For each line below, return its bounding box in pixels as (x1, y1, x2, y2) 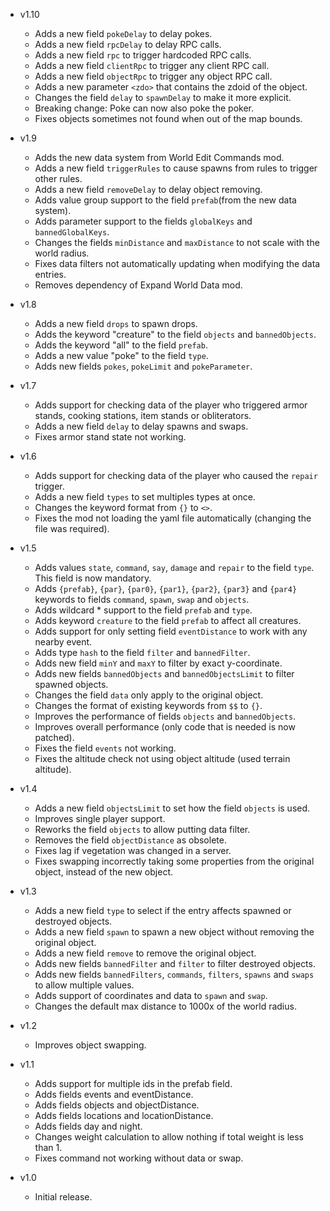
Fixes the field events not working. (34, 742, 177, 754)
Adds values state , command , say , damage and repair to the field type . (34, 562, 315, 573)
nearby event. (34, 636, 93, 648)
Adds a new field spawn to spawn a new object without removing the (34, 926, 315, 938)
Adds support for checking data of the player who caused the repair (34, 470, 318, 481)
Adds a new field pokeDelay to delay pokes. (34, 28, 213, 39)
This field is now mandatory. (34, 572, 152, 584)
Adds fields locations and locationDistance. (34, 1110, 214, 1121)
